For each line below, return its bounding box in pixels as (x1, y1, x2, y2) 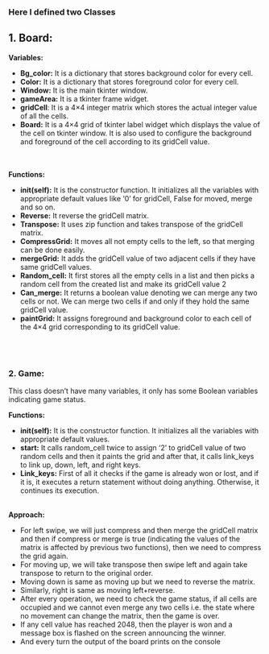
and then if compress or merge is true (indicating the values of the (19, 534, 240, 544)
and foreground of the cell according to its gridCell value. (19, 136, 210, 147)
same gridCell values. (19, 262, 93, 271)
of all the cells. (19, 111, 69, 121)
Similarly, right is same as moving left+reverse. (19, 586, 176, 595)
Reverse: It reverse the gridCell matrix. (19, 210, 150, 220)
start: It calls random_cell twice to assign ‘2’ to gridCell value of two (19, 443, 246, 453)
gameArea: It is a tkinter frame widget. (19, 93, 149, 103)
